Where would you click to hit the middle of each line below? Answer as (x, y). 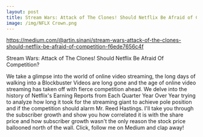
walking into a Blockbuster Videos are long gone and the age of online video (101, 83)
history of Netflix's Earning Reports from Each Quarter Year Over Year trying (101, 96)
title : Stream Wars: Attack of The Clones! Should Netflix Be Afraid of (100, 18)
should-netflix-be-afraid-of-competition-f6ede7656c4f (75, 46)
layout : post (23, 12)
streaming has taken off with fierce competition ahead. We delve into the (97, 89)
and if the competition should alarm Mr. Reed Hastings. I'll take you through (100, 109)
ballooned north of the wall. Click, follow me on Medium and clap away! (95, 128)
